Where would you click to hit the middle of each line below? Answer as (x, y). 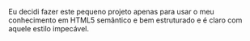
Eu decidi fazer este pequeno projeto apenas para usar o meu (111, 12)
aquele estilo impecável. (49, 29)
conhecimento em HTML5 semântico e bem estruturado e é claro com (125, 20)
